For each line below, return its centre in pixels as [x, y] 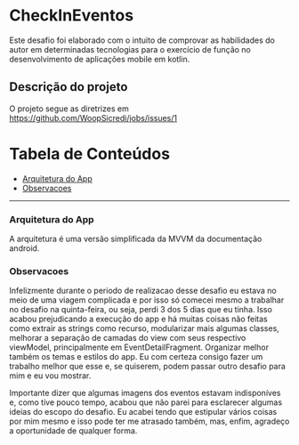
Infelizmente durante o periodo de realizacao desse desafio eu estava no [143, 291]
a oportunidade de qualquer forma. [73, 431]
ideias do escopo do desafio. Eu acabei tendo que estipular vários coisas [143, 412]
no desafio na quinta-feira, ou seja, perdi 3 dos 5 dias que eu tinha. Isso [141, 310]
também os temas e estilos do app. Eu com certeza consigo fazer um [136, 357]
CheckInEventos [72, 16]
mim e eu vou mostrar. [50, 376]
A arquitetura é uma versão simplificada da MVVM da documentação [136, 239]
